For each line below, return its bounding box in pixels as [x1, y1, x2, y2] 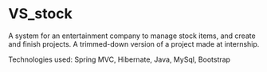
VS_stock [8, 5, 73, 23]
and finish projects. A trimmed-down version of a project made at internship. [8, 39, 260, 48]
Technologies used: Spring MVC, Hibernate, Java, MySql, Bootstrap [8, 55, 231, 64]
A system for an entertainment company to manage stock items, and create [8, 31, 257, 40]
